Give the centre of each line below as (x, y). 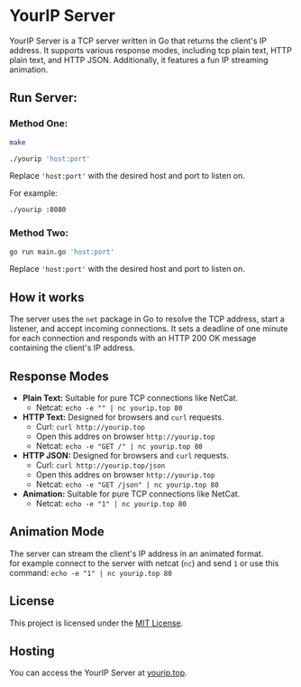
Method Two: (39, 233)
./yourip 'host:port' (50, 159)
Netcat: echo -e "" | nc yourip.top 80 (109, 408)
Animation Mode (57, 532)
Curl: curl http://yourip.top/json (100, 465)
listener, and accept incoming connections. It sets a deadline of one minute (149, 329)
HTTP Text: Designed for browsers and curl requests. (123, 417)
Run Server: (44, 98)
